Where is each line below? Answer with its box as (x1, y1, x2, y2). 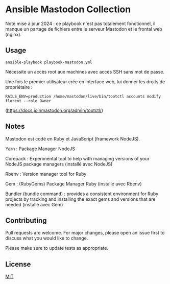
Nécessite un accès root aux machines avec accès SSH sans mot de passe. (5, 68, 165, 75)
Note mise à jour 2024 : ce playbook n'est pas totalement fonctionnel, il (5, 20, 156, 27)
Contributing (5, 216, 47, 225)
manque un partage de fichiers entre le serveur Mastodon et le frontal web (5, 26, 162, 32)
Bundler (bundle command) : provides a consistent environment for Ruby (5, 191, 159, 197)
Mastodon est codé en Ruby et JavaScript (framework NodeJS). (5, 135, 140, 141)
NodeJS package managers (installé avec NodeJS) (5, 161, 113, 167)
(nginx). (5, 31, 22, 37)
